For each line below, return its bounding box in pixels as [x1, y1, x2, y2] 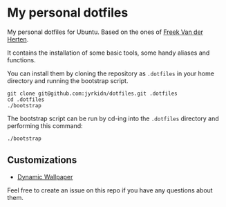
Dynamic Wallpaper [17, 172, 73, 181]
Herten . [7, 35, 29, 43]
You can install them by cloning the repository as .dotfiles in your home [7, 69, 214, 78]
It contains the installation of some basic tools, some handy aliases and [7, 48, 210, 57]
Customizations [7, 154, 77, 166]
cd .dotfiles [7, 96, 45, 103]
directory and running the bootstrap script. [7, 76, 129, 84]
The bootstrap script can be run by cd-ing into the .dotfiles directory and [7, 114, 219, 123]
